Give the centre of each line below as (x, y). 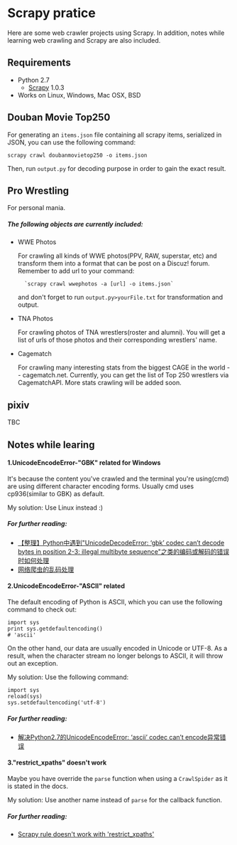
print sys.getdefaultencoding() (55, 629)
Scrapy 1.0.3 (46, 88)
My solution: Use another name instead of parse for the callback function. (115, 800)
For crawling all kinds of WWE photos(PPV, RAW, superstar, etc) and (117, 256)
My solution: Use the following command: (68, 677)
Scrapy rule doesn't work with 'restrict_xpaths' (86, 834)
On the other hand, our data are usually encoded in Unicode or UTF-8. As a (117, 648)
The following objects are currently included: (75, 224)
